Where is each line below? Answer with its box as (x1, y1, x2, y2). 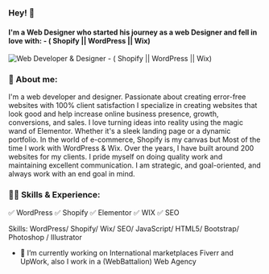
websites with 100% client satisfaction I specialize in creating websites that (8, 101, 258, 110)
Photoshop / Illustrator (8, 232, 83, 242)
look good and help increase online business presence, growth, (8, 109, 219, 119)
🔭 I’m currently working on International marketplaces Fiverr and (19, 247, 234, 257)
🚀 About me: (8, 74, 58, 85)
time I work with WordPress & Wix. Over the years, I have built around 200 (8, 143, 255, 153)
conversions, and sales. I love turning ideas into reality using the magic (8, 118, 244, 127)
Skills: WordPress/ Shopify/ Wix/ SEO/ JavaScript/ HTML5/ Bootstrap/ (8, 223, 240, 233)
